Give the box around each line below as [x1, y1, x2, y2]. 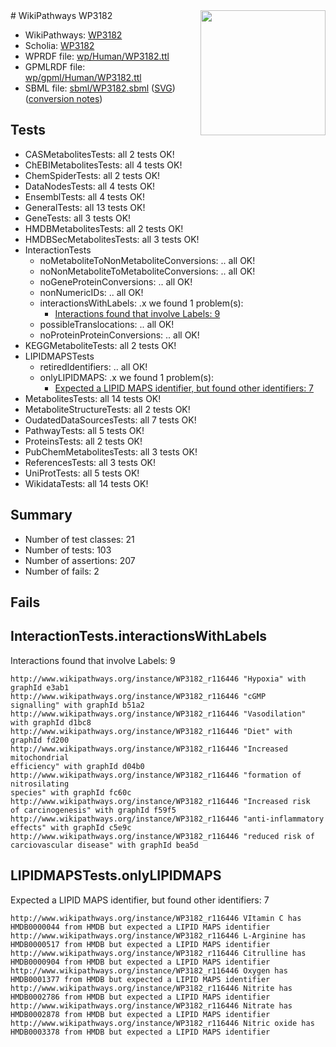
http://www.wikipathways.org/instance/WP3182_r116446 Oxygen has [10, 965, 288, 976]
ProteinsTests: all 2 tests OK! [24, 435, 143, 447]
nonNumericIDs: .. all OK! [39, 286, 144, 298]
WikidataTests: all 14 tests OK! [24, 477, 149, 489]
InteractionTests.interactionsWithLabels [10, 628, 268, 645]
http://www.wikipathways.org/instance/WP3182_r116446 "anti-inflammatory [10, 814, 325, 824]
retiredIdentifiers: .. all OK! [39, 360, 148, 373]
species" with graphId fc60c [10, 787, 132, 798]
